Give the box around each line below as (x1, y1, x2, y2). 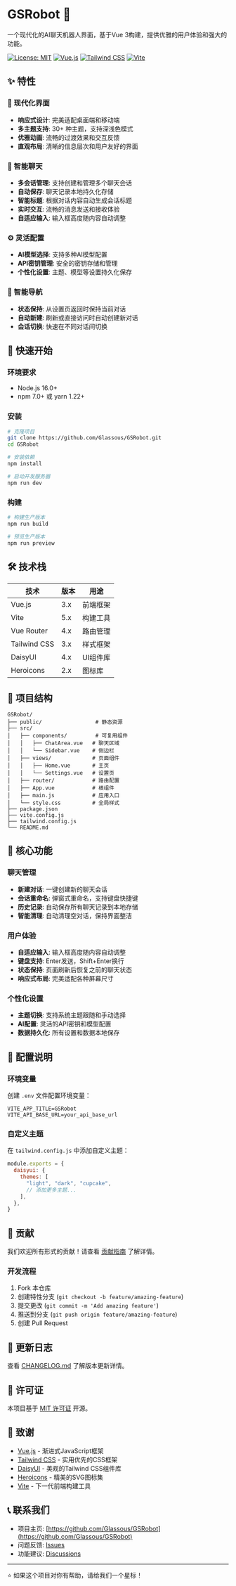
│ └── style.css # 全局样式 (7, 799, 120, 807)
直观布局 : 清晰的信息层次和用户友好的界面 (17, 142, 138, 150)
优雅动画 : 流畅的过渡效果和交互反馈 (17, 133, 120, 141)
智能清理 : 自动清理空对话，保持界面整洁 (17, 911, 132, 920)
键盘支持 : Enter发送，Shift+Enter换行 (17, 957, 124, 965)
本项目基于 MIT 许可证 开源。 (7, 1404, 92, 1412)
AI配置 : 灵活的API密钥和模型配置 (17, 1019, 112, 1029)
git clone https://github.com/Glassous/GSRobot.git (7, 434, 162, 441)
